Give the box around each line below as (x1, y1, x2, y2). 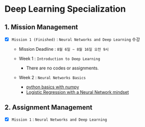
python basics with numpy (26, 84, 79, 90)
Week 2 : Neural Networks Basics (18, 75, 86, 81)
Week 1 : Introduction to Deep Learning (18, 56, 100, 62)
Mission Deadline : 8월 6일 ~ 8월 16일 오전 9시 (18, 46, 109, 52)
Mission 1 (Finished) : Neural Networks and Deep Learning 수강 (11, 37, 140, 42)
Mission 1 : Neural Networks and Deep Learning (11, 116, 108, 122)
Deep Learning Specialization (4, 3, 126, 15)
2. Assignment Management (4, 104, 93, 112)
